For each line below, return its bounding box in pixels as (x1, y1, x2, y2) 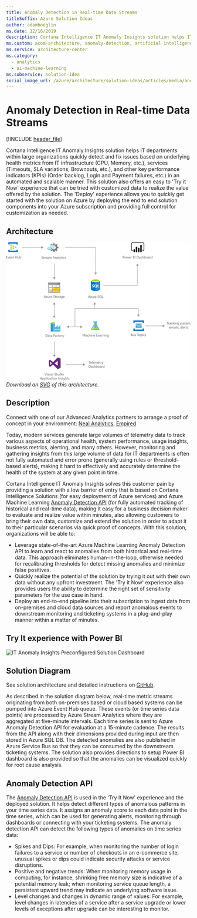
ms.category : (6, 53, 38, 59)
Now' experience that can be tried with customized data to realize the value (6, 184, 189, 191)
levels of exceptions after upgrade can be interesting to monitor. (14, 905, 170, 913)
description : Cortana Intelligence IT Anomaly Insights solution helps (6, 34, 185, 41)
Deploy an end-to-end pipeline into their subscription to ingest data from (14, 597, 191, 604)
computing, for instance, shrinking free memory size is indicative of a (14, 874, 182, 881)
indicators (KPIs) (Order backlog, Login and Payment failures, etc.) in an (6, 172, 180, 179)
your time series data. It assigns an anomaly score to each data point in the (6, 806, 188, 813)
